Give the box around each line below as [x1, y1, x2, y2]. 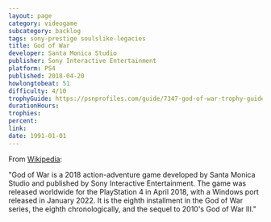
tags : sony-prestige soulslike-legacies [8, 34, 147, 43]
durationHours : [8, 102, 60, 110]
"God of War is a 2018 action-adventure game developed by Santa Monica [8, 170, 256, 179]
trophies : [8, 110, 42, 118]
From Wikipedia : [8, 154, 63, 164]
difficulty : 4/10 [8, 86, 67, 95]
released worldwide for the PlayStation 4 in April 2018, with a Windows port [8, 186, 260, 196]
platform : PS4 [8, 65, 56, 73]
